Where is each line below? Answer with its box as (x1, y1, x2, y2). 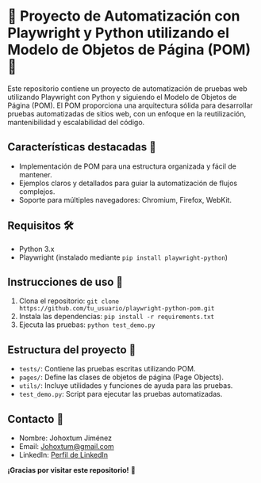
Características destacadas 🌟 (7, 140, 156, 154)
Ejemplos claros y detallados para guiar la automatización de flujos (18, 178, 238, 188)
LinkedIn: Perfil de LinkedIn (18, 451, 109, 459)
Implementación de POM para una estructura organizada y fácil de (18, 162, 237, 171)
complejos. (18, 186, 56, 196)
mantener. (18, 169, 52, 179)
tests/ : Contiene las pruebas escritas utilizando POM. (18, 364, 196, 374)
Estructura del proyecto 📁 (7, 343, 136, 356)
